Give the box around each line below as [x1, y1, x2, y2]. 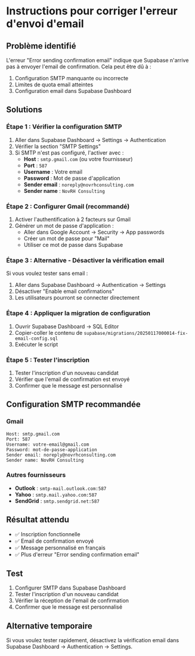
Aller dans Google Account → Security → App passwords [23, 228, 165, 235]
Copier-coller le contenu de [14, 329, 83, 336]
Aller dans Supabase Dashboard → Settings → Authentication [14, 136, 166, 143]
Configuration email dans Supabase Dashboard [14, 87, 131, 94]
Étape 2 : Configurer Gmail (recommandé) [6, 202, 130, 210]
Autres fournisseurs [6, 471, 66, 479]
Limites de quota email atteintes [14, 81, 94, 88]
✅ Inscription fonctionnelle [14, 530, 81, 537]
